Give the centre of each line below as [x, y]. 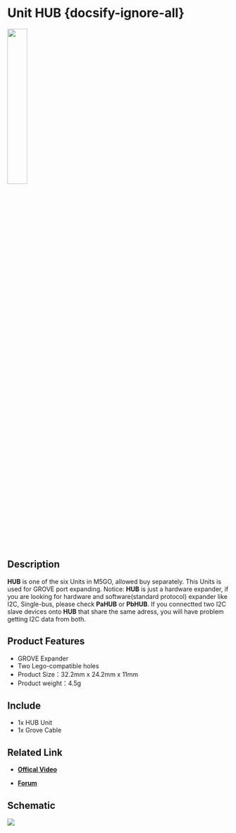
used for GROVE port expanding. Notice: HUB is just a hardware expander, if [118, 589]
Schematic [31, 805]
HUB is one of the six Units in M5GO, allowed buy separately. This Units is [114, 581]
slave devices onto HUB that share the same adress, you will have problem [116, 611]
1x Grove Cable [39, 730]
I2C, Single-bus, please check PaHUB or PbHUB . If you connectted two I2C [117, 604]
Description [33, 565]
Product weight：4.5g [49, 683]
